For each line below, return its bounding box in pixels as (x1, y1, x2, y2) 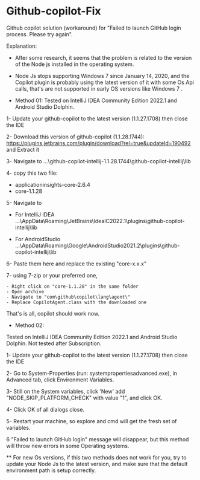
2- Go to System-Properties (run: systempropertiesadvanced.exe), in (6, 369, 178, 377)
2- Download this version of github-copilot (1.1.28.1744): (6, 133, 145, 140)
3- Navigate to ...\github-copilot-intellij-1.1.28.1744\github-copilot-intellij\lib (6, 157, 191, 164)
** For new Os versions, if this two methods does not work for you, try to (6, 453, 187, 461)
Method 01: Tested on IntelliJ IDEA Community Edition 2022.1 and (14, 97, 177, 104)
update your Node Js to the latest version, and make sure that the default (6, 460, 188, 467)
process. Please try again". (6, 30, 73, 37)
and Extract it (6, 146, 40, 153)
